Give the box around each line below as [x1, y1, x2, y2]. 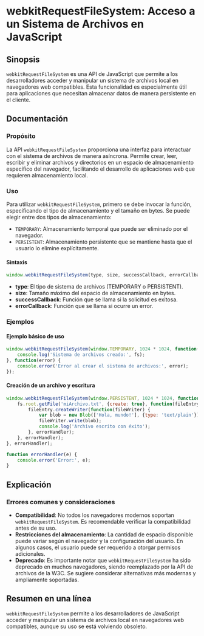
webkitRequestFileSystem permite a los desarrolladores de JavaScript [6, 609, 180, 617]
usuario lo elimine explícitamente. [15, 244, 99, 251]
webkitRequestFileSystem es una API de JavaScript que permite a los [6, 70, 178, 77]
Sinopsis [6, 54, 40, 64]
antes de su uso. [15, 524, 57, 532]
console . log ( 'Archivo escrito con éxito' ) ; [38, 423, 151, 429]
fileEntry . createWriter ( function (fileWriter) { [28, 406, 151, 412]
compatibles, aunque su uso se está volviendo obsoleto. [6, 623, 148, 630]
